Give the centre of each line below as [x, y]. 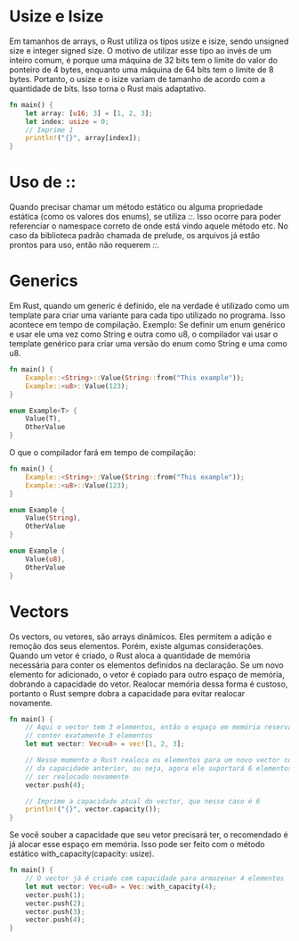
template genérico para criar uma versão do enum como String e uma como [148, 344]
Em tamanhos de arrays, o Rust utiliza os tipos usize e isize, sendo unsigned [149, 41]
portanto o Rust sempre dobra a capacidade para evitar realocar [127, 693]
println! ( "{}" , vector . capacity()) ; [93, 810]
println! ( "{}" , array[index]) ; [83, 138]
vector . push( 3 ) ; [56, 912]
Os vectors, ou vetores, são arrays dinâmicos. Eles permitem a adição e [141, 637]
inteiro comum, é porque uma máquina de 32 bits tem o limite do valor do [144, 60]
